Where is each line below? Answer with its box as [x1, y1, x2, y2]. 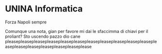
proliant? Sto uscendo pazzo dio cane [5, 33, 81, 39]
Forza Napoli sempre [5, 19, 47, 25]
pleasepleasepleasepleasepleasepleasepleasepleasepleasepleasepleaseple [5, 38, 157, 44]
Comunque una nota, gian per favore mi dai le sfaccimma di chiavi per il [5, 28, 148, 34]
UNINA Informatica [5, 3, 83, 14]
